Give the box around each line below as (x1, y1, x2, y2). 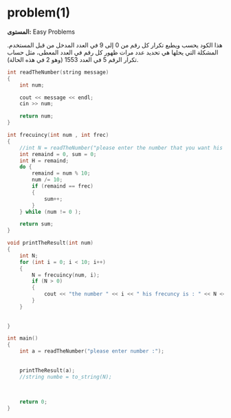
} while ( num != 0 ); (19, 208, 81, 215)
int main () (7, 335, 38, 342)
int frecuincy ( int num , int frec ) (7, 132, 109, 139)
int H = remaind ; (19, 157, 69, 164)
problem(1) (7, 5, 71, 21)
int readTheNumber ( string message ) (7, 69, 109, 76)
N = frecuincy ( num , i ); (32, 272, 100, 278)
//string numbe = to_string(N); (19, 373, 112, 380)
